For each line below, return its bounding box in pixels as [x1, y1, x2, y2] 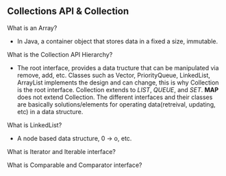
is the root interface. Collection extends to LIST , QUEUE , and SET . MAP [16, 85, 219, 93]
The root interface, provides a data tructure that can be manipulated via [16, 63, 219, 71]
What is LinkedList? [7, 120, 62, 129]
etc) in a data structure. [16, 107, 84, 115]
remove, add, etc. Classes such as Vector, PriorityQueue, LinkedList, [16, 71, 210, 79]
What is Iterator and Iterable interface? [7, 147, 116, 155]
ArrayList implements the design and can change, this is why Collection [16, 78, 219, 87]
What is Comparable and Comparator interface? [7, 161, 142, 169]
